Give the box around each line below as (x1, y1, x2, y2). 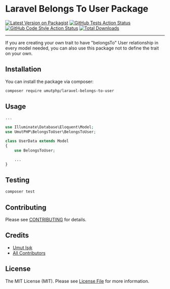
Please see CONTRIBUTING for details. (5, 216, 87, 222)
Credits (5, 231, 29, 240)
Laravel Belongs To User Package (5, 3, 149, 15)
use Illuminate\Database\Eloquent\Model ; (5, 125, 94, 130)
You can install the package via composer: (5, 78, 94, 84)
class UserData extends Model (5, 138, 69, 144)
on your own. (5, 50, 33, 56)
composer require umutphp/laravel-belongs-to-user (5, 88, 114, 93)
